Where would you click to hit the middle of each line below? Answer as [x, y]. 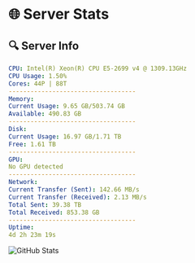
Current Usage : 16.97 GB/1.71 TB [65, 136]
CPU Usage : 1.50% [38, 76]
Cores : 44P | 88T [38, 83]
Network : [23, 182]
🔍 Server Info [44, 46]
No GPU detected [36, 167]
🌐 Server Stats [59, 14]
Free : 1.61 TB [32, 144]
